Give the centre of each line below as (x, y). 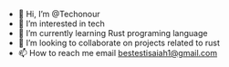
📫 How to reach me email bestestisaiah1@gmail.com (118, 53)
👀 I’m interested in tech (61, 24)
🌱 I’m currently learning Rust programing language (113, 33)
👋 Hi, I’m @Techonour (59, 14)
